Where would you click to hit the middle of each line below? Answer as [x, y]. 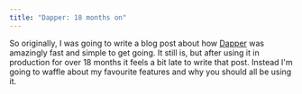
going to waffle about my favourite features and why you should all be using [151, 72]
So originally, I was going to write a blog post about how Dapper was [137, 43]
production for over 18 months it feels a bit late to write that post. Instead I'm [151, 62]
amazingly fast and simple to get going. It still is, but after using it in [134, 52]
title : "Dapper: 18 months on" [68, 17]
